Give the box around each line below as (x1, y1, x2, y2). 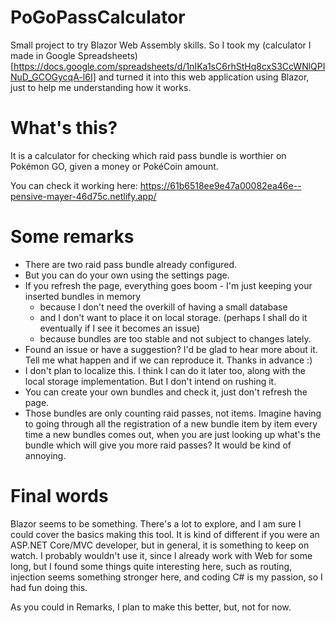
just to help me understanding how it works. (10, 81, 192, 93)
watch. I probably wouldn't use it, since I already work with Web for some (10, 549, 313, 561)
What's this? (10, 117, 118, 140)
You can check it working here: (10, 179, 138, 191)
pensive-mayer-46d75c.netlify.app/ (10, 190, 157, 202)
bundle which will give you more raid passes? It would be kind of (24, 439, 292, 451)
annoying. (24, 449, 67, 461)
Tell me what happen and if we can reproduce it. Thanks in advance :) (24, 354, 313, 366)
